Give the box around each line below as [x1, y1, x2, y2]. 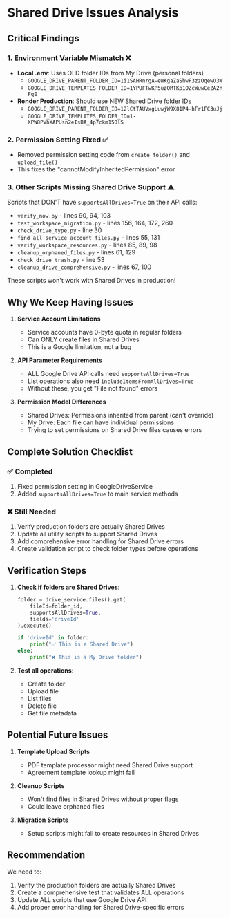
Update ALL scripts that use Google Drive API [17, 895, 147, 903]
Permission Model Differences [17, 397, 106, 406]
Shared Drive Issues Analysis [7, 5, 179, 21]
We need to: [7, 868, 42, 876]
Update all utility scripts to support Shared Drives [17, 530, 157, 538]
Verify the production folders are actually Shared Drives [17, 881, 176, 889]
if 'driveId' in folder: [17, 635, 89, 641]
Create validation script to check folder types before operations [17, 545, 198, 553]
